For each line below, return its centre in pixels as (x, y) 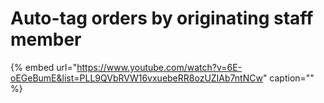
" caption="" (288, 78)
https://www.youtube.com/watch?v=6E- (159, 67)
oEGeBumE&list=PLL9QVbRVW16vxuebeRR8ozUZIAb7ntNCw (136, 78)
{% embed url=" (44, 67)
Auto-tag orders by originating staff (162, 18)
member (46, 39)
